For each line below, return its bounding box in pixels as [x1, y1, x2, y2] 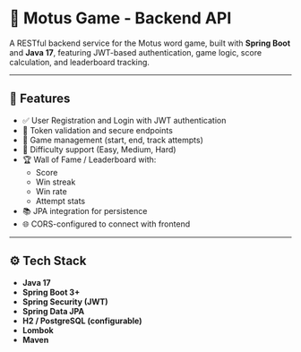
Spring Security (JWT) [21, 296, 109, 307]
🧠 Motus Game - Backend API [9, 8, 232, 29]
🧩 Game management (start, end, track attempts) [21, 134, 203, 145]
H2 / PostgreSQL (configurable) [21, 315, 142, 326]
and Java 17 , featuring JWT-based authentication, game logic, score [9, 47, 262, 57]
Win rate [35, 185, 67, 196]
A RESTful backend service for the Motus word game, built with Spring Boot [9, 38, 291, 48]
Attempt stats [35, 195, 86, 206]
